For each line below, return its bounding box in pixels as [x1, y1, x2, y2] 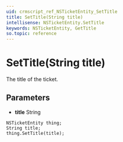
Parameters [6, 93, 50, 103]
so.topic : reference [6, 31, 57, 37]
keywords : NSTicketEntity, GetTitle [6, 25, 96, 31]
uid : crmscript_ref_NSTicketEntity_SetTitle [6, 8, 118, 15]
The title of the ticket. [6, 76, 59, 83]
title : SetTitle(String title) [6, 14, 83, 20]
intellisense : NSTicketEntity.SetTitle [6, 20, 105, 25]
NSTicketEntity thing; [6, 120, 62, 126]
